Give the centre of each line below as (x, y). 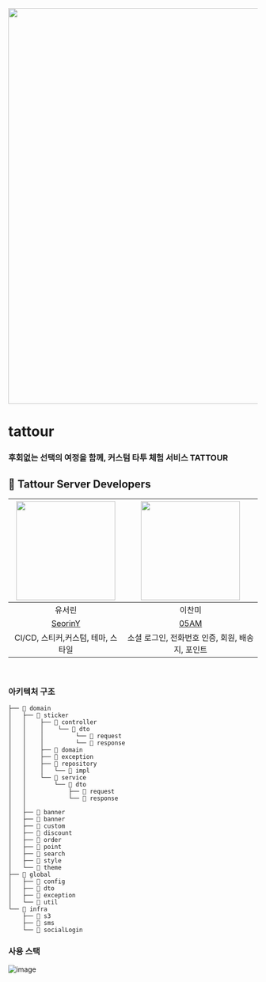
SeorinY (66, 623)
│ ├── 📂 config (37, 882)
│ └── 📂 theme (35, 868)
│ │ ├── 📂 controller (53, 722)
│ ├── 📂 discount (40, 833)
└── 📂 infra (28, 909)
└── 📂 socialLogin (53, 930)
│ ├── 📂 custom (37, 826)
